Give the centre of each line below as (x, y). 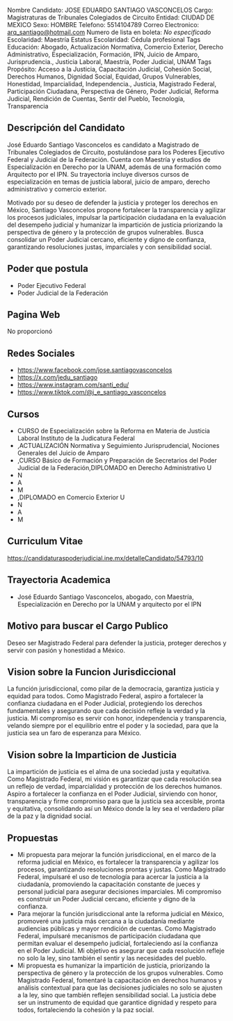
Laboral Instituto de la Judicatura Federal (76, 438)
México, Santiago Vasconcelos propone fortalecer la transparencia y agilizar (116, 210)
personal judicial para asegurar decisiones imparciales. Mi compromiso (119, 891)
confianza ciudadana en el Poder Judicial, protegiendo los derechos (105, 704)
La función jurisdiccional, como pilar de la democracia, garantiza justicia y (113, 689)
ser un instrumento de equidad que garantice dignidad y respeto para (117, 1002)
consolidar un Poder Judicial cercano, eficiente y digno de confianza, (107, 239)
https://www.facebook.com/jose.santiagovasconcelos (95, 370)
